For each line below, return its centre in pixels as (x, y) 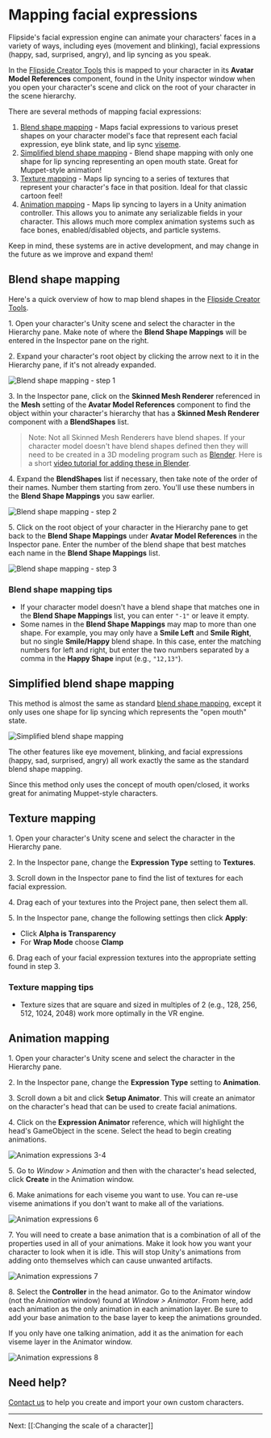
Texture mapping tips (51, 987)
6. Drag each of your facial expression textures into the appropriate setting (132, 958)
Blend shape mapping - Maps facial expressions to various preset (129, 127)
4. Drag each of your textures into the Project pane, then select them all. (128, 902)
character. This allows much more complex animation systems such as (138, 221)
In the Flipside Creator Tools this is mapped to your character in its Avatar (131, 69)
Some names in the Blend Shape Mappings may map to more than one (138, 624)
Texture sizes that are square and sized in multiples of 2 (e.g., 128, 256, (138, 1004)
